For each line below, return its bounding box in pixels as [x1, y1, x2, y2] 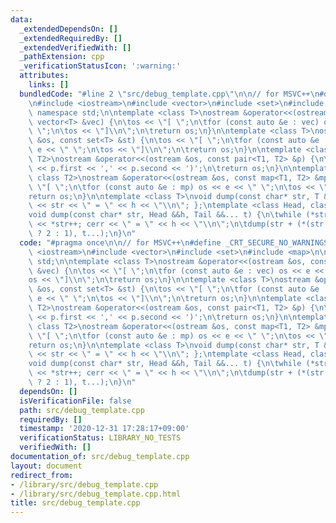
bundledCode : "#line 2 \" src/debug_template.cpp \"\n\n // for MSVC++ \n [19, 89, 320, 99]
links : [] [28, 80, 70, 90]
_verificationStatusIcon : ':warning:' [19, 61, 182, 71]
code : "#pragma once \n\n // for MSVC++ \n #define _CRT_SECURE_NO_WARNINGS [19, 237, 329, 248]
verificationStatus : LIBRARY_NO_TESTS [19, 433, 182, 443]
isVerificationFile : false [19, 396, 132, 406]
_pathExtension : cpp [19, 52, 105, 62]
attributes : [19, 71, 70, 81]
